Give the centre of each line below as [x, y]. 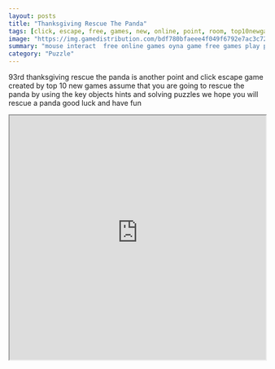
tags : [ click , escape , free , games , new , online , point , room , [118, 31]
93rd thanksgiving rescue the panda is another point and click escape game [136, 77]
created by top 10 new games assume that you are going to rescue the [127, 86]
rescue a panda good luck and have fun [75, 103]
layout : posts [33, 16]
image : [20, 39]
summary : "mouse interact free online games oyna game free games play [134, 46]
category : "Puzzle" [41, 54]
